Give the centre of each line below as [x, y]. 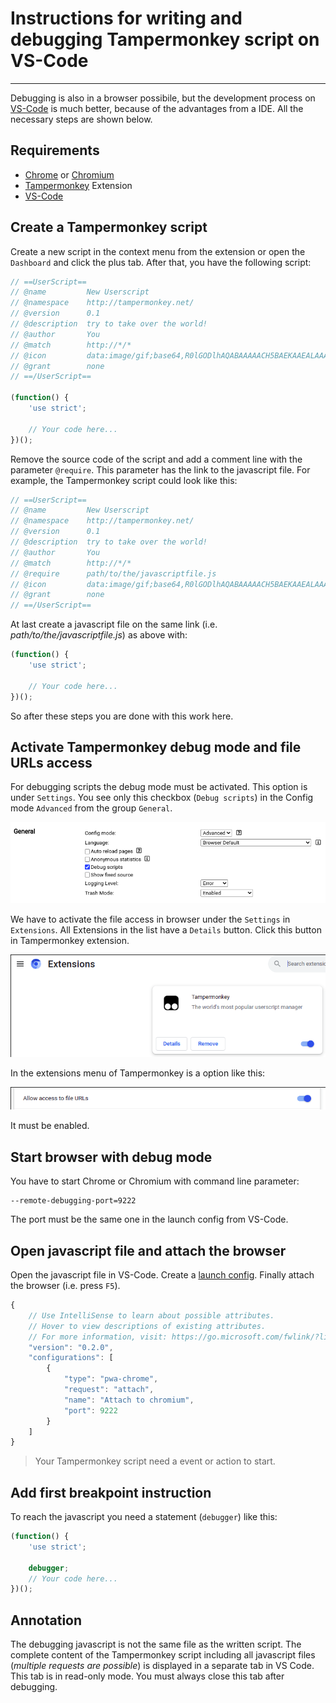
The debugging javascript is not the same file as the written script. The [156, 1644]
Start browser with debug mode [111, 1157]
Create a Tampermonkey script [109, 227]
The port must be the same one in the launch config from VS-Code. [149, 1219]
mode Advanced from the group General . [91, 808]
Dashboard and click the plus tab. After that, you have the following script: [161, 262]
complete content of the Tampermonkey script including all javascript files [163, 1655]
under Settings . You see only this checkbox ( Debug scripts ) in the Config [162, 798]
